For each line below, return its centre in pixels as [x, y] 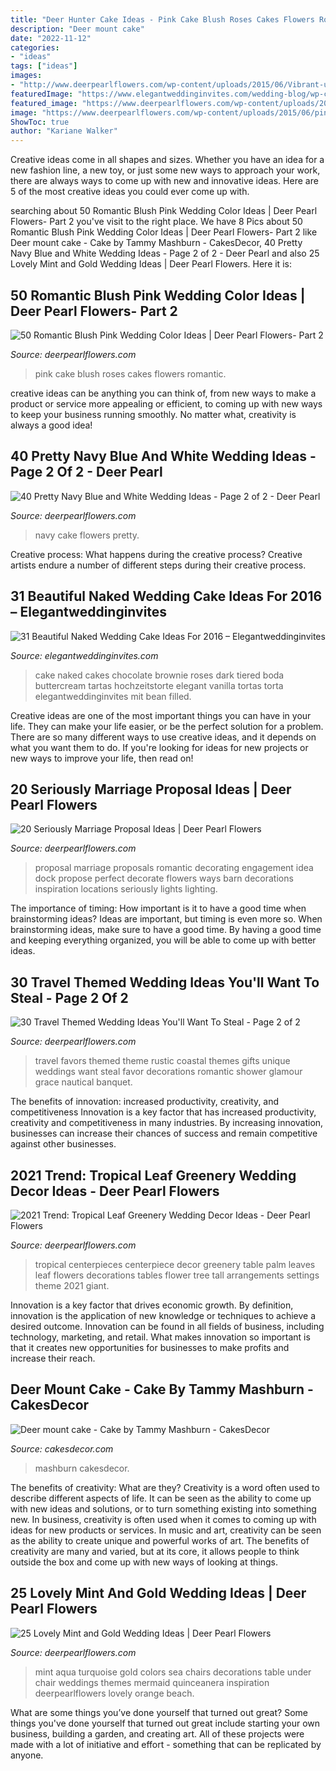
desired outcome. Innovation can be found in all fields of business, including [167, 1326]
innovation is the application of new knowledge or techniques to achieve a [163, 1315]
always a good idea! [51, 425]
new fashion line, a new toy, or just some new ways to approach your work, [165, 170]
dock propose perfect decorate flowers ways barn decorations [164, 878]
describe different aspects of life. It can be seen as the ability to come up [161, 1498]
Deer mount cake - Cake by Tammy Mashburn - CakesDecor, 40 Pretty [156, 243]
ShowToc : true [40, 122]
